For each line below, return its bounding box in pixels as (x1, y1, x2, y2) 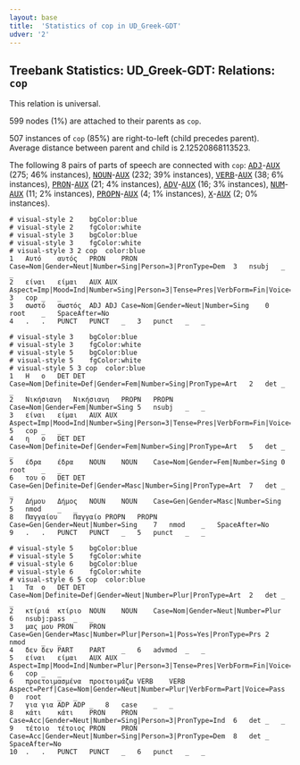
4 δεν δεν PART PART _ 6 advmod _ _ (9, 646, 205, 655)
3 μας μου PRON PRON (9, 623, 105, 632)
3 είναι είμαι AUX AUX (9, 411, 118, 421)
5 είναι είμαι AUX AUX (9, 654, 118, 663)
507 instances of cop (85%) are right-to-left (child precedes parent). (9, 133, 260, 144)
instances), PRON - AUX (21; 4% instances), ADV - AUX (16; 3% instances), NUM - (9, 179, 288, 190)
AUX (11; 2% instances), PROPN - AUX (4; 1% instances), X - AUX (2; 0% (9, 189, 259, 200)
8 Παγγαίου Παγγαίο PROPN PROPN (9, 513, 158, 522)
